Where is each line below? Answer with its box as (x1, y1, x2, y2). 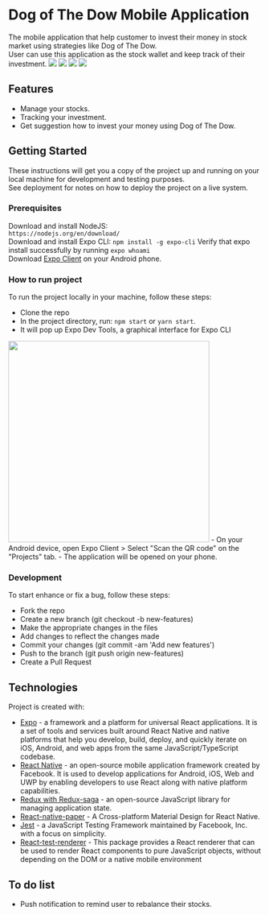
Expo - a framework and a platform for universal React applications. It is (19, 718, 258, 727)
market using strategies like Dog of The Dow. (8, 40, 157, 50)
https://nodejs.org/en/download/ (8, 230, 120, 238)
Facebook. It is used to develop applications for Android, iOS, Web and (19, 769, 255, 779)
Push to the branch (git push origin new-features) (19, 648, 185, 658)
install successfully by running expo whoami (8, 245, 151, 255)
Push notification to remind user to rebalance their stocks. (19, 900, 212, 909)
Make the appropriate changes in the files (19, 623, 158, 633)
